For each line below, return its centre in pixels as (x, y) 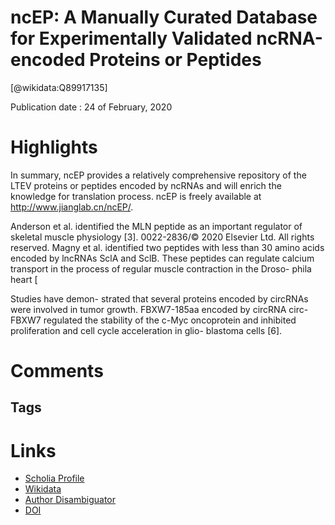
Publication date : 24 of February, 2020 (91, 107)
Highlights (54, 147)
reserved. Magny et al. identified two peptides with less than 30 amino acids (167, 247)
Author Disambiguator (70, 500)
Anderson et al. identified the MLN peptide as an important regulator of (156, 226)
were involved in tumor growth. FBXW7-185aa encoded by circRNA (148, 309)
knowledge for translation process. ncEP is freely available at (136, 196)
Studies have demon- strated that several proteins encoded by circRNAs (159, 298)
